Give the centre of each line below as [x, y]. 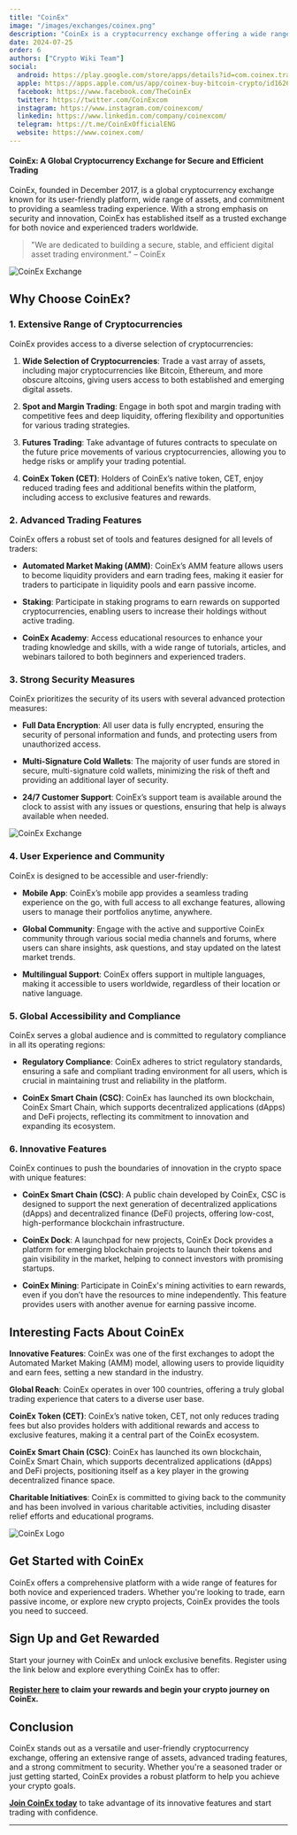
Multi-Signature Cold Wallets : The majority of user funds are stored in [151, 762]
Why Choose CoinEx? [70, 299]
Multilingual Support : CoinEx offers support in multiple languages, [144, 974]
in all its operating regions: [57, 1044]
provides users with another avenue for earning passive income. [139, 1305]
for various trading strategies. [76, 425]
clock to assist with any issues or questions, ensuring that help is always [154, 807]
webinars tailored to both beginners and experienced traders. [133, 657]
